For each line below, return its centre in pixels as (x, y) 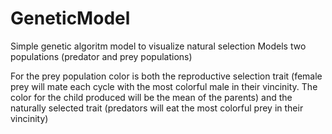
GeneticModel (70, 18)
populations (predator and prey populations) (101, 56)
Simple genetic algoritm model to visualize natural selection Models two (158, 46)
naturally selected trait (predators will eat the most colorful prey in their (157, 108)
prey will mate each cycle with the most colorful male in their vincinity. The (164, 86)
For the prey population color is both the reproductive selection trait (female (166, 76)
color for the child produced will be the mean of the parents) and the (151, 97)
